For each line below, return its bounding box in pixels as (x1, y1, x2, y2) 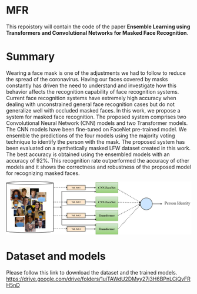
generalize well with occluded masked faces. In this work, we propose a (6, 107, 181, 114)
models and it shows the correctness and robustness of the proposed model (6, 163, 192, 170)
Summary (6, 50, 55, 64)
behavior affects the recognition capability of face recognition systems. (6, 88, 179, 95)
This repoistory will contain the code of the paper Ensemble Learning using (6, 23, 191, 30)
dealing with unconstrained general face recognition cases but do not (6, 101, 175, 108)
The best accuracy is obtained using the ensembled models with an (6, 151, 170, 158)
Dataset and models (6, 249, 106, 263)
